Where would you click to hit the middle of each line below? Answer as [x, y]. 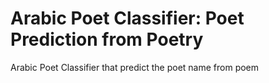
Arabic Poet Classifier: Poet [127, 18]
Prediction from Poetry [107, 39]
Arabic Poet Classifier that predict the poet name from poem [135, 67]
